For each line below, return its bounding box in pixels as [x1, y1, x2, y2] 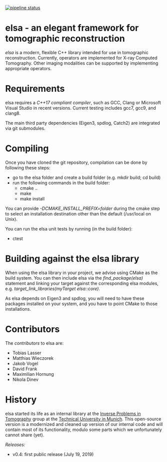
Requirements [5, 83, 65, 95]
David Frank [12, 366, 37, 372]
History [5, 394, 37, 405]
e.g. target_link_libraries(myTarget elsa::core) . [5, 286, 100, 292]
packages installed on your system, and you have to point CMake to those [5, 301, 157, 307]
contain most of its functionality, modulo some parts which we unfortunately [5, 426, 162, 432]
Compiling [5, 143, 49, 154]
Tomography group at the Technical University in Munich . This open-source [5, 416, 161, 422]
